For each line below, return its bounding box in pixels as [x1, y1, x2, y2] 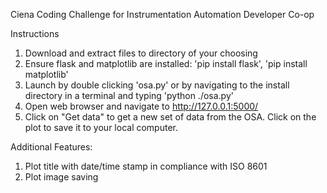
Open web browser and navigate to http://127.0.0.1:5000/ [24, 100, 259, 112]
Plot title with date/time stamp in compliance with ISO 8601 [24, 160, 268, 172]
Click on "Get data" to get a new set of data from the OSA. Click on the [24, 111, 317, 123]
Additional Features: [10, 141, 93, 153]
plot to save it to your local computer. [24, 122, 178, 133]
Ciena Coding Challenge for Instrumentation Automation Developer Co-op [10, 9, 315, 20]
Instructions [10, 28, 60, 39]
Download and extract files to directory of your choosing [24, 47, 258, 59]
